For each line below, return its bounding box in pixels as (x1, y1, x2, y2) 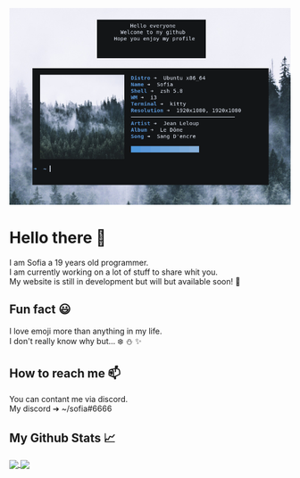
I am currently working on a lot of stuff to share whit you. (9, 267, 219, 277)
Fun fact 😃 (9, 302, 71, 317)
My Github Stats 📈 (9, 430, 116, 445)
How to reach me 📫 (9, 366, 121, 381)
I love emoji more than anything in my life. (9, 326, 162, 336)
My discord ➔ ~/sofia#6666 (9, 403, 112, 414)
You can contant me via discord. (9, 394, 129, 405)
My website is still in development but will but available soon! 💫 (9, 276, 241, 286)
